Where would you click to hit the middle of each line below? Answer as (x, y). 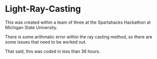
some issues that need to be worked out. (46, 42)
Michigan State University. (31, 27)
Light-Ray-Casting (43, 9)
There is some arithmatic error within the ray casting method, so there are (79, 37)
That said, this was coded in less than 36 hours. (53, 51)
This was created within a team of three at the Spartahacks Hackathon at (78, 22)
